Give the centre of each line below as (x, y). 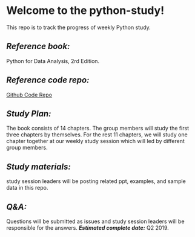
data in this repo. (27, 188)
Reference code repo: (48, 80)
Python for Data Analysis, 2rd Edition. (53, 61)
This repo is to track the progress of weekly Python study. (79, 27)
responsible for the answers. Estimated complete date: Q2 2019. (88, 228)
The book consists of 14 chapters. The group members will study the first (98, 129)
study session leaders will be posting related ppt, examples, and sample (96, 181)
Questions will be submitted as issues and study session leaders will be (95, 221)
